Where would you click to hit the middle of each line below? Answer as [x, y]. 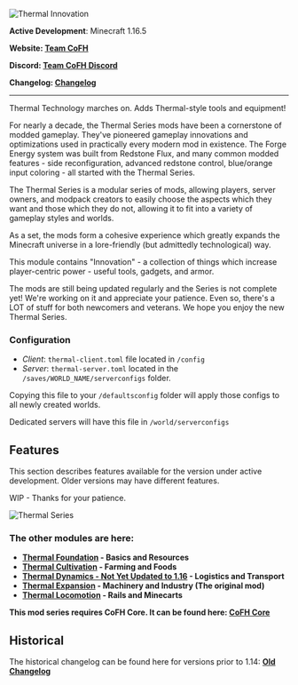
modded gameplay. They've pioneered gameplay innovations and [129, 135]
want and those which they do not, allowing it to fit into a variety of [131, 208]
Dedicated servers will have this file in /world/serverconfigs [119, 422]
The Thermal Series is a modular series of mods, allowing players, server [143, 190]
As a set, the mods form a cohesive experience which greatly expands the [145, 235]
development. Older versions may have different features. [114, 481]
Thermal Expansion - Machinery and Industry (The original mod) [143, 585]
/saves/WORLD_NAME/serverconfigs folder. [96, 378]
